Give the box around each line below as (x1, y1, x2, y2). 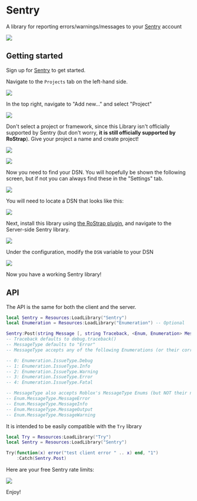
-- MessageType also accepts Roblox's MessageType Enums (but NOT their (6, 390, 188, 396)
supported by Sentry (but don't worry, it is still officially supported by (6, 129, 176, 136)
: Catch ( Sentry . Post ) (16, 456, 67, 462)
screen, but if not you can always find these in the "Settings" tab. (6, 174, 164, 182)
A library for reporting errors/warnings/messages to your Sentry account (6, 23, 182, 30)
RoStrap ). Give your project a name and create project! (6, 135, 139, 142)
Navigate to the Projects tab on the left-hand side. (6, 78, 128, 85)
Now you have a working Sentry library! (6, 271, 101, 278)
